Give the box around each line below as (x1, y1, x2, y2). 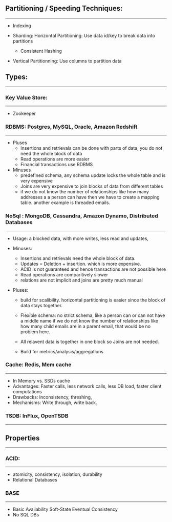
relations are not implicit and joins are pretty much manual (20, 277, 143, 283)
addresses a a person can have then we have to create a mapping (20, 194, 160, 200)
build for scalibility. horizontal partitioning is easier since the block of (20, 297, 166, 303)
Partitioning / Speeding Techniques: (5, 4, 123, 13)
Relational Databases (12, 477, 57, 483)
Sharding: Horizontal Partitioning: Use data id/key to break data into (12, 32, 155, 38)
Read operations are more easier (20, 156, 90, 162)
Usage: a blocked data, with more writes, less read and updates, (12, 235, 148, 242)
